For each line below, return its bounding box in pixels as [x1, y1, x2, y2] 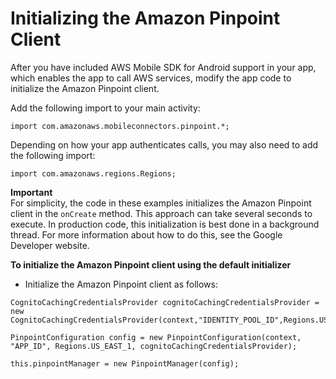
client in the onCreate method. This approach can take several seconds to [10, 207, 313, 219]
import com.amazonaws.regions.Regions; [10, 168, 177, 179]
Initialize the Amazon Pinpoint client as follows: [24, 278, 218, 290]
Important [10, 186, 53, 198]
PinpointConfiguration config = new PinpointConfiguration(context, [10, 332, 302, 342]
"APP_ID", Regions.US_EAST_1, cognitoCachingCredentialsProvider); [10, 341, 298, 351]
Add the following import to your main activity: [10, 102, 201, 114]
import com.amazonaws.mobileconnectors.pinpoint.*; [10, 121, 230, 131]
